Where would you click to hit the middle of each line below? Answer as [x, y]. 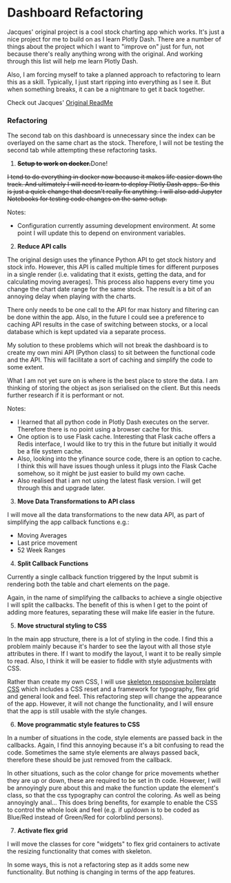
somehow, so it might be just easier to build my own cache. [101, 474]
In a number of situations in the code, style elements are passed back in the [115, 738]
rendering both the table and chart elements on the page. [89, 584]
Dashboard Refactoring [75, 13]
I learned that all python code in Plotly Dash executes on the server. [113, 422]
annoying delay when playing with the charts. [72, 297]
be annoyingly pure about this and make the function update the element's [113, 788]
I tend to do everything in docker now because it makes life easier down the [115, 177]
